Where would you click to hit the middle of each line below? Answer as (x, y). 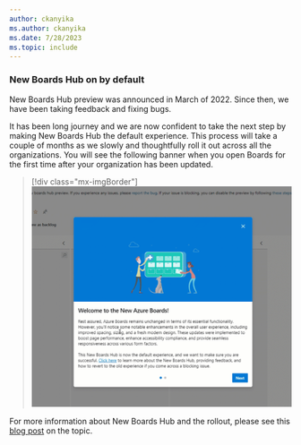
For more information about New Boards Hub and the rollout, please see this (150, 422)
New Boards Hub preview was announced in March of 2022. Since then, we (149, 99)
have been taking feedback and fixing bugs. (90, 108)
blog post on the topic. (51, 431)
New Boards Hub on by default (77, 80)
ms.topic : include (43, 47)
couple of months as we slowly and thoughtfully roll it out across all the (140, 145)
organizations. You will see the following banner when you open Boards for (148, 154)
